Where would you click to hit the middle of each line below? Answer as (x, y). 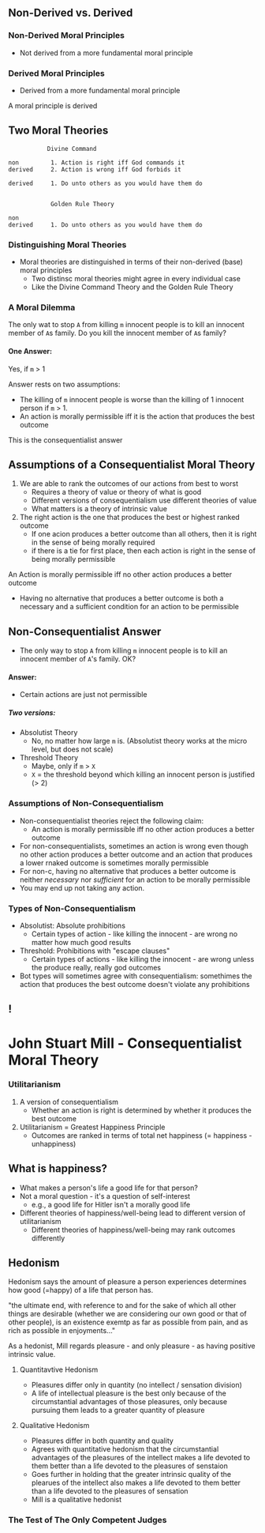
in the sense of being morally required (93, 542)
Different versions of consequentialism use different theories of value (144, 500)
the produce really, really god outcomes (96, 967)
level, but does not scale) (72, 749)
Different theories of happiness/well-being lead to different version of (132, 1213)
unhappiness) (54, 1143)
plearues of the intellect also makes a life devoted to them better (136, 1483)
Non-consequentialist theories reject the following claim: (112, 820)
